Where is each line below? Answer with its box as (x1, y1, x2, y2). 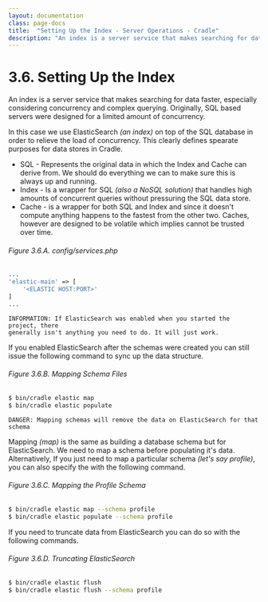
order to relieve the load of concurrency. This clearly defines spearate (8, 136, 238, 145)
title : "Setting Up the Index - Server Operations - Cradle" (8, 26, 219, 34)
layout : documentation (8, 11, 84, 20)
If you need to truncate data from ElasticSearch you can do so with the (8, 527, 241, 537)
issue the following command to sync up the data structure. (8, 351, 204, 360)
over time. (19, 228, 53, 237)
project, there (8, 321, 59, 330)
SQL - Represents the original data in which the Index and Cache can (19, 160, 247, 169)
